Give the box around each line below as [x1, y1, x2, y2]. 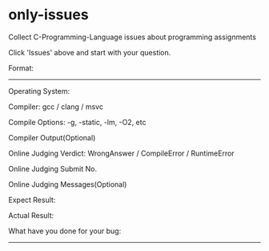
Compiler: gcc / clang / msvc [8, 102, 104, 111]
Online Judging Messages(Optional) [8, 179, 127, 189]
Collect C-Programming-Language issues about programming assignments [8, 32, 256, 42]
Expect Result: [8, 195, 56, 204]
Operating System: [8, 86, 70, 95]
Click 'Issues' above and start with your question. [8, 47, 171, 57]
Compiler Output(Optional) [8, 132, 96, 142]
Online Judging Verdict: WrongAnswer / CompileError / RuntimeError [8, 148, 235, 158]
